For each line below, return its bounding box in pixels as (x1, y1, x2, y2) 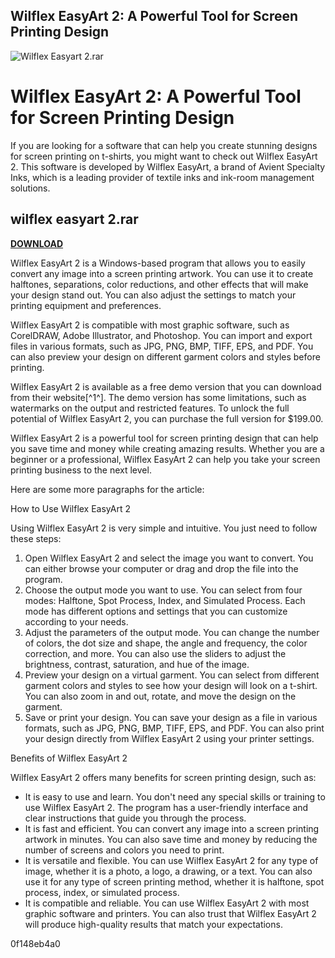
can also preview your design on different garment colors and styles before (10, 350, 321, 363)
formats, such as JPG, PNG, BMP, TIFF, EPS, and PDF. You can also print (24, 722, 325, 734)
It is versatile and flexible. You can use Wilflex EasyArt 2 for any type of (24, 854, 319, 866)
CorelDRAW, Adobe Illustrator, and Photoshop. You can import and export (10, 329, 313, 341)
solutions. (10, 182, 51, 194)
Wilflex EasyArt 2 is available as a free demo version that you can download (10, 380, 322, 393)
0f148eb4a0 (10, 937, 61, 949)
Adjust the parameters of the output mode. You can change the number (24, 626, 320, 638)
